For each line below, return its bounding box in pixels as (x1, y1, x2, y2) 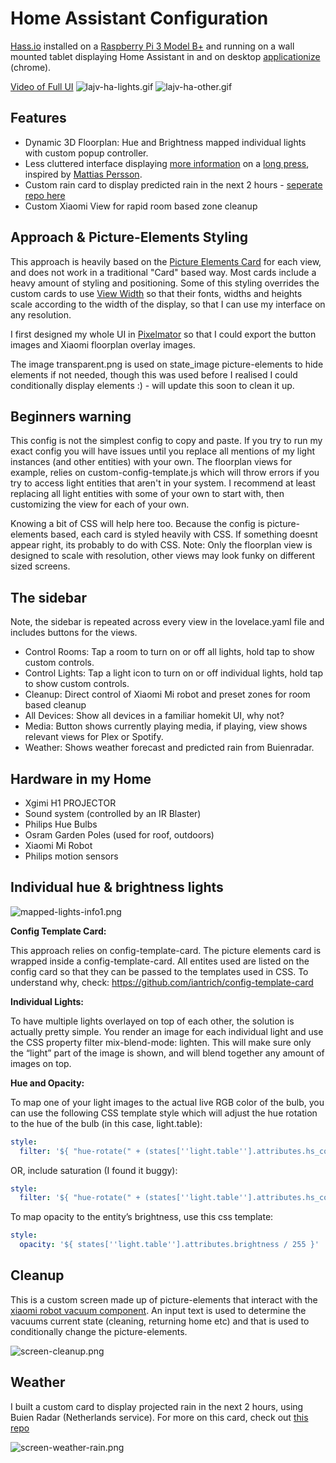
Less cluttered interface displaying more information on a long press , (24, 157, 310, 169)
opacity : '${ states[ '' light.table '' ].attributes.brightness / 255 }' (19, 1240, 320, 1250)
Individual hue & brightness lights (10, 879, 224, 896)
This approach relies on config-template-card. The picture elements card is (10, 944, 322, 956)
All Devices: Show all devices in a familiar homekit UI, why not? (24, 710, 285, 722)
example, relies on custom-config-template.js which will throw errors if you (10, 467, 320, 479)
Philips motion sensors (24, 850, 119, 862)
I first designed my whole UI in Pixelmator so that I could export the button (10, 328, 317, 340)
